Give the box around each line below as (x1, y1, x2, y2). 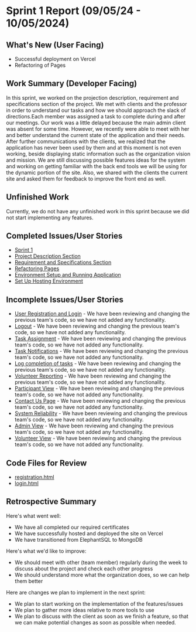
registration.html (14, 474, 54, 481)
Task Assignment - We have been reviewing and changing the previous (14, 335, 187, 342)
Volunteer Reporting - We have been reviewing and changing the (14, 372, 171, 379)
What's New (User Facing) (6, 40, 104, 50)
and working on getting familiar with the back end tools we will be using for (6, 162, 187, 169)
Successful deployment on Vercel (14, 56, 96, 62)
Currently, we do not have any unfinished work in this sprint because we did (6, 208, 190, 215)
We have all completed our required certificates (14, 524, 130, 531)
